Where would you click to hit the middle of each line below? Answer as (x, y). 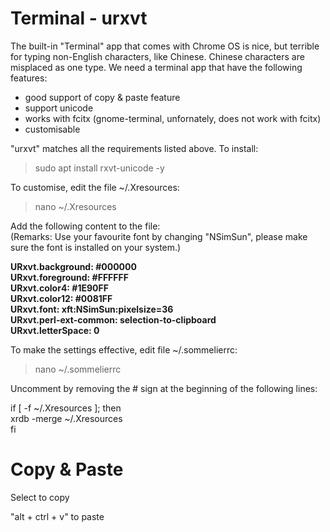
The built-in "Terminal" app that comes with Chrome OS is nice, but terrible (165, 46)
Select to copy (40, 497)
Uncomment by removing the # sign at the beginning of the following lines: (164, 388)
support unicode (59, 108)
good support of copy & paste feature (102, 97)
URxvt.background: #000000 (73, 266)
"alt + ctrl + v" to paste (57, 516)
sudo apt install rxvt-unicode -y (99, 168)
